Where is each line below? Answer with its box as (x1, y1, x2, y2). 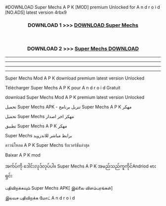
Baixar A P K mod (5, 152, 41, 158)
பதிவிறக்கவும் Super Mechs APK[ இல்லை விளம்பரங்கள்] (5, 185, 113, 191)
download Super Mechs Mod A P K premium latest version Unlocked (5, 94, 145, 100)
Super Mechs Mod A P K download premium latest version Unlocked (5, 75, 145, 81)
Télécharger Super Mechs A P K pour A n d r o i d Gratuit (5, 84, 121, 90)
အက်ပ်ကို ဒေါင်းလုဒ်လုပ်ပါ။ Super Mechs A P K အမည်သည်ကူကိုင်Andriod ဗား (5, 163, 157, 169)
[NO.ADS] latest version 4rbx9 (5, 9, 67, 15)
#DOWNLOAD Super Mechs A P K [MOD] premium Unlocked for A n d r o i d (5, 4, 161, 10)
